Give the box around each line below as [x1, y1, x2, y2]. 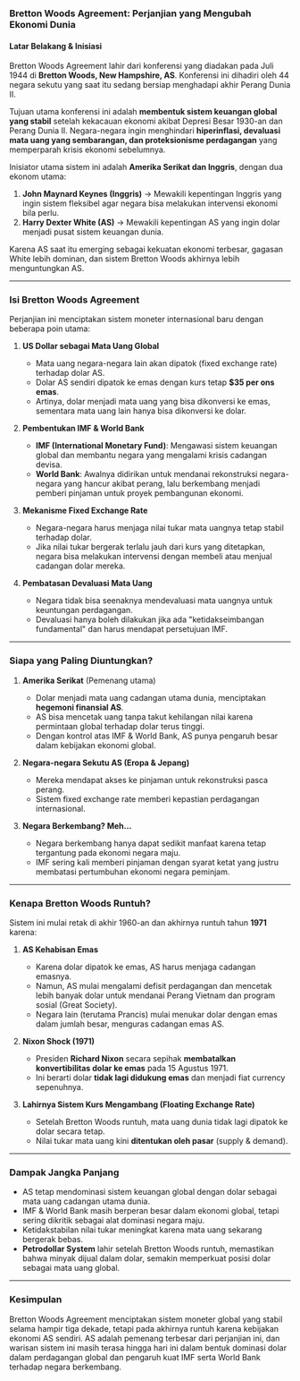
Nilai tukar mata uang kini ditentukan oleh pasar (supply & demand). [35, 1136, 288, 1147]
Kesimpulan [9, 1293, 62, 1306]
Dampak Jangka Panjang [9, 1166, 120, 1179]
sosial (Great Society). [35, 1000, 118, 1010]
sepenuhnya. [35, 1082, 84, 1093]
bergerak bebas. [21, 1234, 83, 1245]
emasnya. [35, 971, 72, 982]
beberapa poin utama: [9, 323, 91, 334]
